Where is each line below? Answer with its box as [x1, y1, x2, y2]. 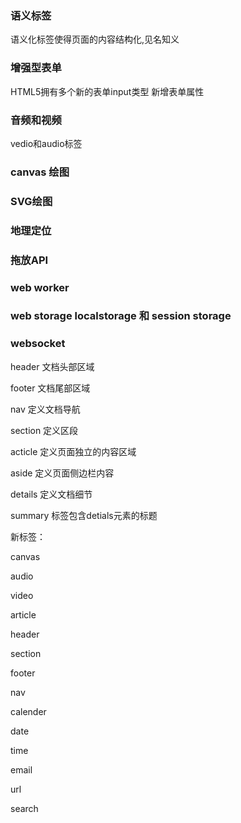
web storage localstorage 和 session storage [10, 309, 232, 323]
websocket [10, 337, 66, 351]
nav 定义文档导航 [10, 403, 81, 415]
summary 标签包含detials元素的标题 [10, 509, 158, 521]
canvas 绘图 [10, 165, 70, 179]
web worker [10, 280, 70, 294]
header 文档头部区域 [10, 360, 95, 372]
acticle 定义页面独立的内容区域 [10, 445, 137, 457]
